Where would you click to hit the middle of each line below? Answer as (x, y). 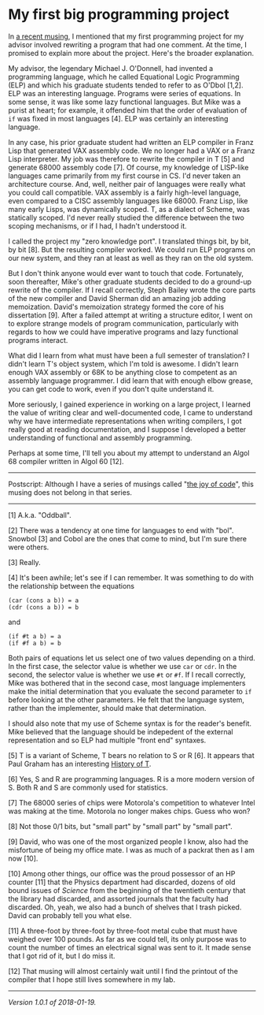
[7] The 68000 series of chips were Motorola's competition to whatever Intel (132, 802)
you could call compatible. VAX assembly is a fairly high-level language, (125, 192)
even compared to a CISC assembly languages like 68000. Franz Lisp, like (128, 201)
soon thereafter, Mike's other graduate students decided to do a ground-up (130, 281)
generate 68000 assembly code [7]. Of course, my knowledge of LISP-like (128, 167)
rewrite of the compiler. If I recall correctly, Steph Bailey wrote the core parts (132, 290)
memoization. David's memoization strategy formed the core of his (116, 307)
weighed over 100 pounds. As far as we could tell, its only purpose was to (127, 939)
